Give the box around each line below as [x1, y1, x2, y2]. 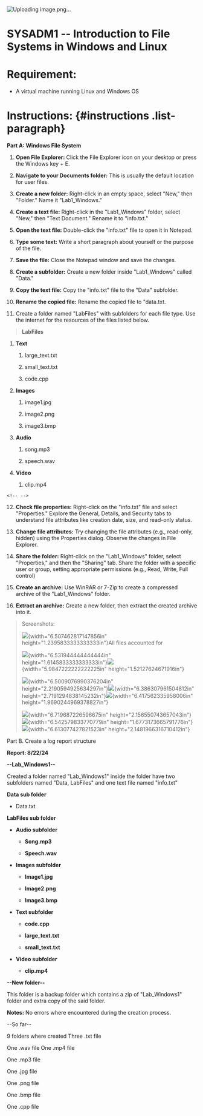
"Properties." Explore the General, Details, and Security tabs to [15, 510, 172, 517]
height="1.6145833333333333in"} [21, 659, 108, 666]
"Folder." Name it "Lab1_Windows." [15, 197, 102, 204]
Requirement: [7, 67, 77, 81]
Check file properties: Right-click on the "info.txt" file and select [15, 504, 178, 511]
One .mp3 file [7, 1056, 41, 1063]
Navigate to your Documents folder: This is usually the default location [15, 172, 194, 179]
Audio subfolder [15, 826, 58, 834]
